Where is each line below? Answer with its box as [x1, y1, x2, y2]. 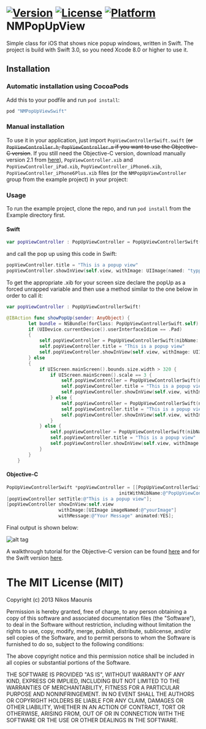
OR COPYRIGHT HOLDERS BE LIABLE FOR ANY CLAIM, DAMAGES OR [6, 696, 184, 704]
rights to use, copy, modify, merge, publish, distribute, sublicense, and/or [6, 627, 191, 634]
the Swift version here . [6, 554, 64, 561]
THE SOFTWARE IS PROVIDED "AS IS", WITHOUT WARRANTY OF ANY [6, 671, 185, 678]
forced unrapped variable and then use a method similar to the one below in [6, 285, 198, 293]
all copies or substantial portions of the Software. [6, 658, 131, 666]
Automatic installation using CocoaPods [6, 82, 129, 91]
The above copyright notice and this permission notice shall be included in [6, 652, 194, 660]
